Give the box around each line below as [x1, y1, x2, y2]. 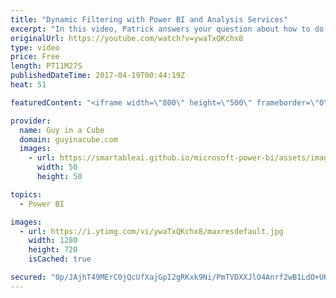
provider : [10, 116, 52, 126]
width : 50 [36, 162, 78, 173]
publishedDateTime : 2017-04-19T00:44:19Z [10, 71, 186, 81]
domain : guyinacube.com [19, 134, 118, 145]
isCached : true [28, 254, 92, 265]
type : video [10, 42, 60, 53]
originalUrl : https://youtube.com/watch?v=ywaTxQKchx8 [10, 33, 244, 43]
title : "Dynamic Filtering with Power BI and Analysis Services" [10, 14, 288, 25]
